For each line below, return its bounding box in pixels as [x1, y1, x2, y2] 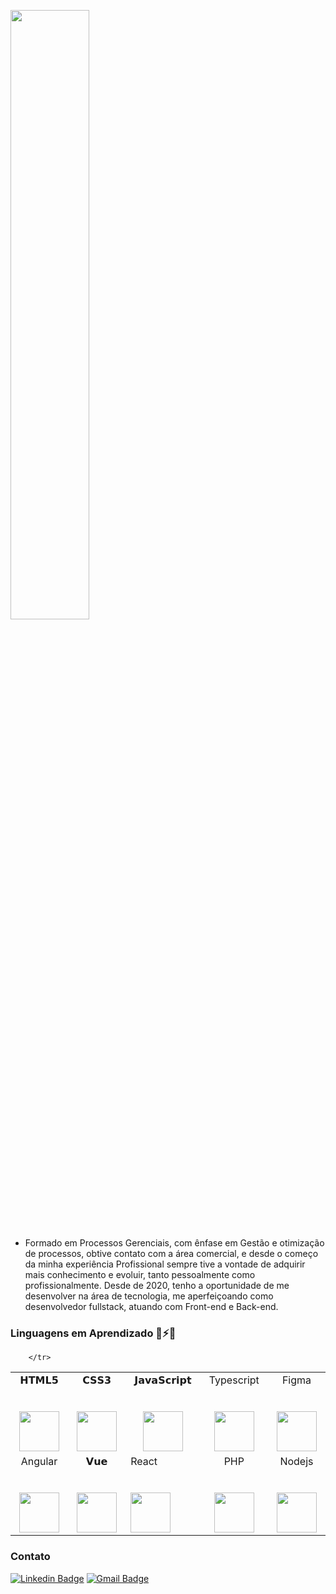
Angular [20, 1455, 58, 1469]
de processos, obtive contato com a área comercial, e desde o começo [24, 1248, 319, 1259]
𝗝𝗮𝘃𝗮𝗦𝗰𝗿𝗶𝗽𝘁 [134, 1373, 192, 1387]
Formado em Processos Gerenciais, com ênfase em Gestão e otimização [24, 1237, 325, 1249]
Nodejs [279, 1455, 314, 1469]
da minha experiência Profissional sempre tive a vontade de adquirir [24, 1258, 306, 1270]
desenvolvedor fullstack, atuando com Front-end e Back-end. [24, 1301, 279, 1312]
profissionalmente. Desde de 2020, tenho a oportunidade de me [24, 1280, 290, 1291]
